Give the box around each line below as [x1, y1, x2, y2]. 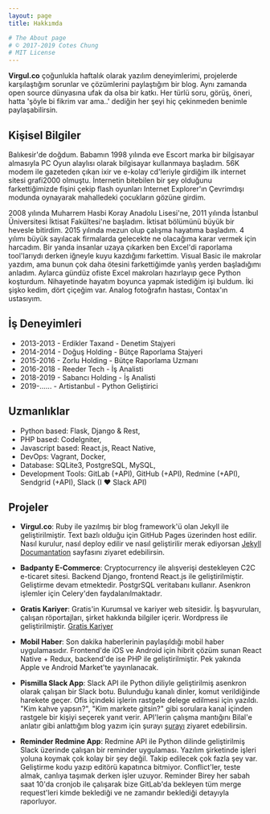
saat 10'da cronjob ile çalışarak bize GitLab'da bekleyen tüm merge [19, 779, 242, 789]
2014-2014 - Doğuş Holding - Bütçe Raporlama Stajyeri [19, 347, 203, 357]
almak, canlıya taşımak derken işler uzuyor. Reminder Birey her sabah [19, 771, 251, 781]
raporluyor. [19, 796, 57, 806]
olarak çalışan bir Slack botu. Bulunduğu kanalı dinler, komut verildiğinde [19, 687, 260, 696]
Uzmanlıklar [8, 404, 70, 419]
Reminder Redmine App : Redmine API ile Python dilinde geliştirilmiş [19, 737, 245, 746]
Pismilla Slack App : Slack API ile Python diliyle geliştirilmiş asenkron [19, 678, 247, 688]
